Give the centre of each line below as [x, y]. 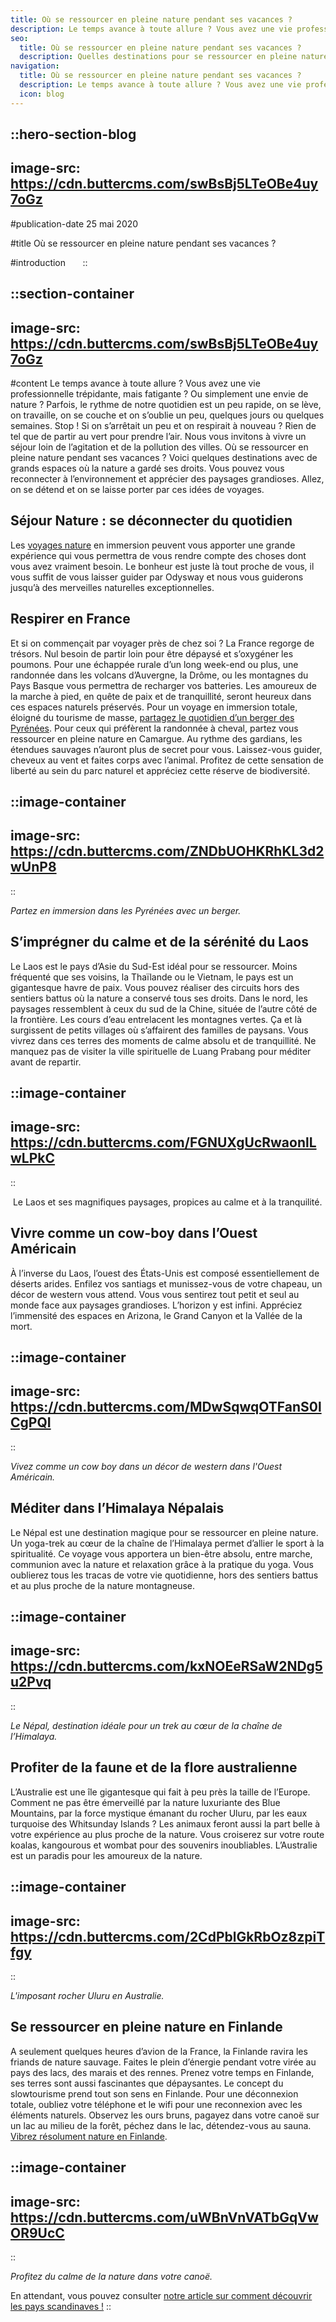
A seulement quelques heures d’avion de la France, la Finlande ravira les [159, 2051]
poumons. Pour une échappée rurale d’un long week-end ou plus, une [154, 664]
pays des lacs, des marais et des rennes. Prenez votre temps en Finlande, [162, 2072]
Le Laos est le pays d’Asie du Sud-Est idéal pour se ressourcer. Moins [154, 966]
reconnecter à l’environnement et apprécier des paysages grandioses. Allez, [167, 479]
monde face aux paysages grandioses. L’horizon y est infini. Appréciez [156, 1305]
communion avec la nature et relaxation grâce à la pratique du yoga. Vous [162, 1564]
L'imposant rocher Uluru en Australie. [87, 1995]
